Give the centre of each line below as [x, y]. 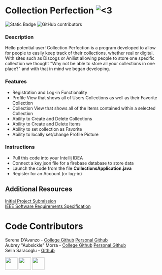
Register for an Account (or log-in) [47, 173]
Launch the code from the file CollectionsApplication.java [72, 168]
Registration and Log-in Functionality [50, 92]
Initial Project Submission [31, 201]
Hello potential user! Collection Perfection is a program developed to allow [81, 48]
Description [19, 37]
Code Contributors [44, 226]
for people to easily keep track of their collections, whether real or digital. [80, 53]
